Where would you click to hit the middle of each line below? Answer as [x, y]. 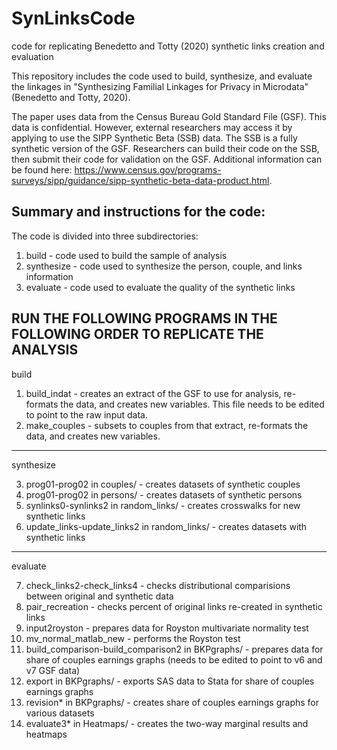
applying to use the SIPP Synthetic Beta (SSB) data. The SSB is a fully [154, 138]
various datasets [60, 713]
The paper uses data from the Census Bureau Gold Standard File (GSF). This [169, 116]
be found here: [42, 169]
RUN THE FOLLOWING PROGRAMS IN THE [144, 318]
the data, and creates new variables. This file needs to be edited [192, 404]
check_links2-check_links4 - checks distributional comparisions [158, 585]
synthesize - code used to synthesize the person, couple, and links [164, 266]
